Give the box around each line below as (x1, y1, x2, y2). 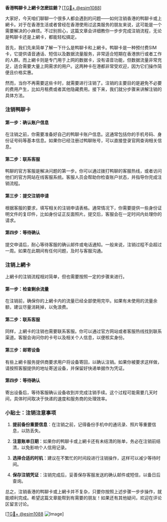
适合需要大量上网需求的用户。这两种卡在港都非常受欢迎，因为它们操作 (13, 63, 158, 69)
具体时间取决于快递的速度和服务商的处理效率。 (13, 395, 110, 402)
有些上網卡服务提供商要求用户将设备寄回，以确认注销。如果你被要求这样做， (5, 359, 162, 365)
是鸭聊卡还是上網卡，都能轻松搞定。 (5, 34, 80, 40)
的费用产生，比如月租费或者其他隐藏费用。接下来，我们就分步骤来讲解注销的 (5, 87, 162, 92)
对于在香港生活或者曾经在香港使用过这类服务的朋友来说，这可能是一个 (18, 22, 162, 27)
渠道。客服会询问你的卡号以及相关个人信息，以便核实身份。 (5, 335, 127, 341)
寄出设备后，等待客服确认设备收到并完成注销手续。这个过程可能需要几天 (5, 389, 153, 395)
